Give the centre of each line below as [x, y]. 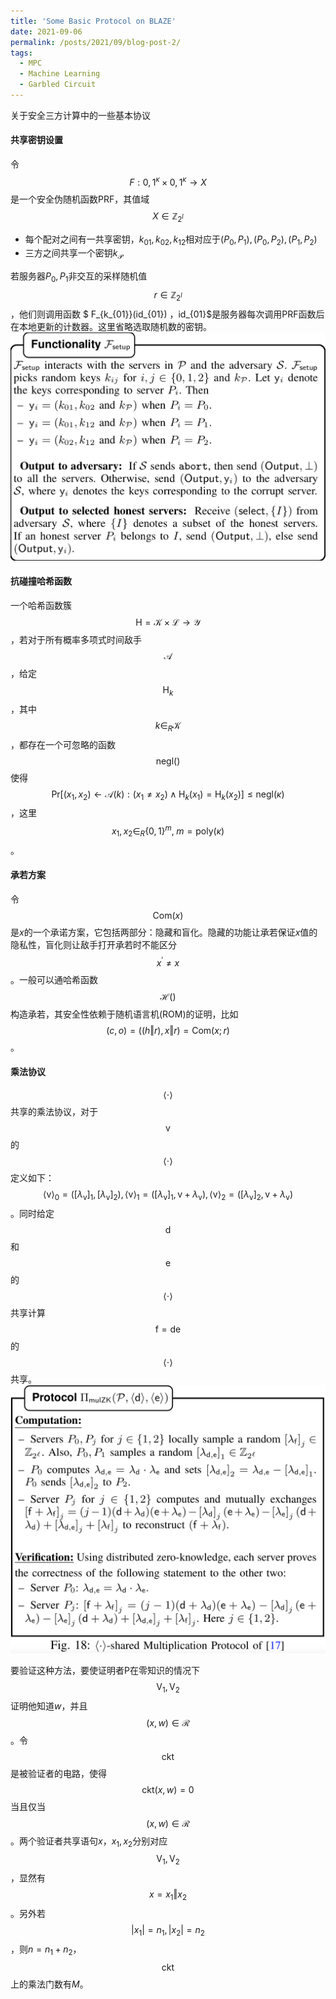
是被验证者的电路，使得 [58, 1773]
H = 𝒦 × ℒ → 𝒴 [168, 622]
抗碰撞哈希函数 [41, 581]
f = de [168, 1329]
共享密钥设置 [36, 140]
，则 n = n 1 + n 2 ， [46, 1950]
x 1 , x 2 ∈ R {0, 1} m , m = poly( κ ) [168, 831]
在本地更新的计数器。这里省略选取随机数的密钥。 [111, 326]
